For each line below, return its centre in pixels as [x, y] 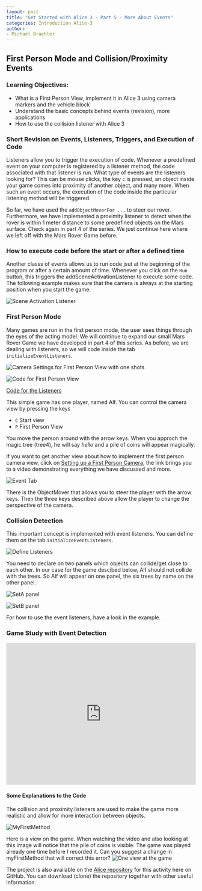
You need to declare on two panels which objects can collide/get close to [97, 563]
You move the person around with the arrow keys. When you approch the [97, 438]
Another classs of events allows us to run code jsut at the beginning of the [98, 264]
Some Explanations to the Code [46, 795]
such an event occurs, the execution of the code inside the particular [92, 192]
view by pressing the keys [38, 408]
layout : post [23, 12]
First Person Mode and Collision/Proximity [87, 59]
